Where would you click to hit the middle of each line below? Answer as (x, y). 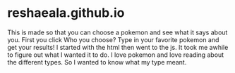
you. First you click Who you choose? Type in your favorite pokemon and (113, 39)
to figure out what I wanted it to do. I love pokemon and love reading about (116, 55)
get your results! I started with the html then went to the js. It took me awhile (118, 47)
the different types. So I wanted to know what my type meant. (97, 62)
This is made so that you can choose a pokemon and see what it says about (117, 32)
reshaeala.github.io (66, 13)
